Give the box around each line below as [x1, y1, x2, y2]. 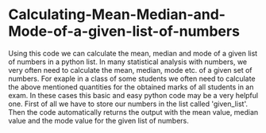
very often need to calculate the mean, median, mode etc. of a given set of [8, 65, 253, 74]
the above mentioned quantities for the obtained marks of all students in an [8, 82, 254, 92]
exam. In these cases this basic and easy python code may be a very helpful [8, 90, 259, 100]
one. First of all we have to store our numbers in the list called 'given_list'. [8, 99, 249, 108]
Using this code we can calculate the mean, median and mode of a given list [8, 48, 258, 58]
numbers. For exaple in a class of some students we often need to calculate [8, 74, 256, 83]
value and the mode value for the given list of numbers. [8, 116, 189, 125]
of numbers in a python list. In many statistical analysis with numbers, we [8, 57, 248, 66]
